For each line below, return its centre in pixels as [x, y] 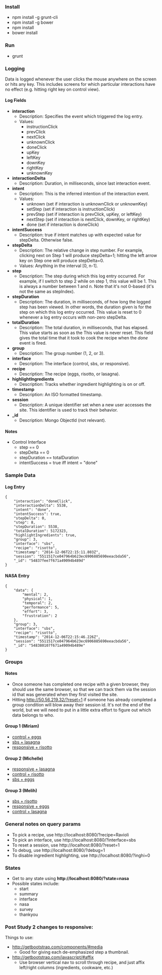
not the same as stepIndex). [47, 291]
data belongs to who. [33, 715]
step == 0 [29, 448]
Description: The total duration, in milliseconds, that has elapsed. [84, 328]
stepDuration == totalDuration [49, 458]
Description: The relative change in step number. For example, [81, 250]
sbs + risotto [25, 801]
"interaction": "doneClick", [43, 501]
